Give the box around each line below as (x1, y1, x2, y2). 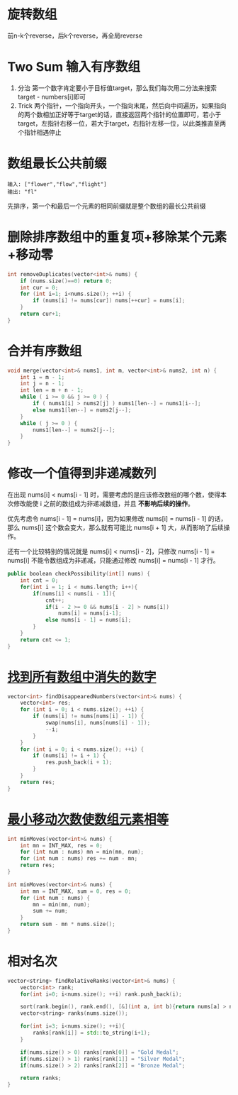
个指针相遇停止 (17, 128, 62, 136)
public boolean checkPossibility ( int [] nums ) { (7, 571, 151, 578)
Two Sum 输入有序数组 (7, 59, 141, 75)
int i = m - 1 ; (20, 373, 65, 380)
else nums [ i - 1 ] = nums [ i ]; (45, 617, 132, 624)
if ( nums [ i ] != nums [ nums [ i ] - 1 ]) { (33, 712, 144, 720)
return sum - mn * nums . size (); (20, 920, 115, 928)
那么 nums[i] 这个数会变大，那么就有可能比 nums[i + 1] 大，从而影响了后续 (7, 523, 225, 532)
